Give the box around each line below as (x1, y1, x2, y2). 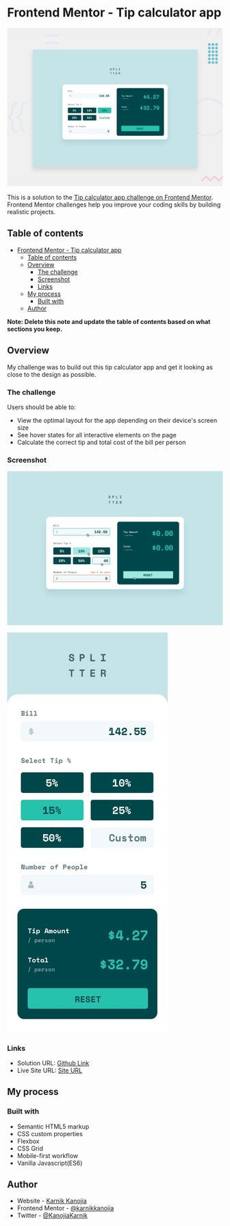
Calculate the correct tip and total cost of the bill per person (16, 438, 186, 446)
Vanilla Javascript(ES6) (16, 1159, 83, 1167)
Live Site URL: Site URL (16, 1066, 83, 1074)
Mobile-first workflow (16, 1151, 79, 1159)
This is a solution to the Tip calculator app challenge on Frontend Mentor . (7, 194, 214, 202)
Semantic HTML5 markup (16, 1122, 90, 1131)
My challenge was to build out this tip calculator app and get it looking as (7, 362, 214, 371)
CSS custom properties (16, 1129, 84, 1137)
